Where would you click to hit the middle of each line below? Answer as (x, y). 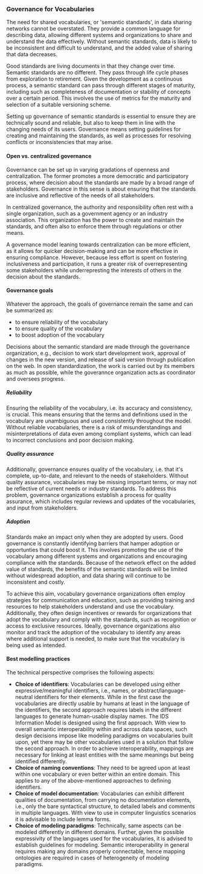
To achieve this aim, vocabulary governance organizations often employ (96, 593)
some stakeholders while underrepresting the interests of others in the (94, 270)
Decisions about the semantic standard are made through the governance (98, 346)
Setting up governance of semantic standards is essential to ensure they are (101, 116)
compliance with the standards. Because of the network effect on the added (101, 562)
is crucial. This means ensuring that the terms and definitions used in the (97, 414)
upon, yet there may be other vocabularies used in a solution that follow (104, 742)
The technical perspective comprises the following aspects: (81, 672)
